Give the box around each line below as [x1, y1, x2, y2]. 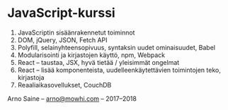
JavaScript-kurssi [7, 5, 115, 21]
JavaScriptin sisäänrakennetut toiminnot [17, 28, 135, 37]
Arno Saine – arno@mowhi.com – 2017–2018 [7, 94, 137, 103]
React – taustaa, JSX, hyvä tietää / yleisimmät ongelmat [17, 58, 180, 66]
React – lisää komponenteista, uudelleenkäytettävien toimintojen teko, [17, 66, 221, 74]
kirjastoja [17, 73, 45, 82]
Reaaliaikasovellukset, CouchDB [17, 80, 112, 89]
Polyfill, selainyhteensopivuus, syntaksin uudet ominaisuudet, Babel [17, 43, 216, 51]
